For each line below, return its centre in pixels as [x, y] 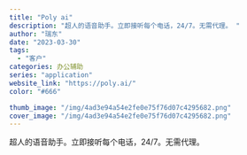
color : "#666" [35, 91]
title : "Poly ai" [41, 17]
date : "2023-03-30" [45, 42]
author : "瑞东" [36, 34]
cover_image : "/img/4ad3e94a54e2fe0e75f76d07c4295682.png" [120, 116]
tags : [19, 50]
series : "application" [51, 75]
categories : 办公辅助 [46, 67]
